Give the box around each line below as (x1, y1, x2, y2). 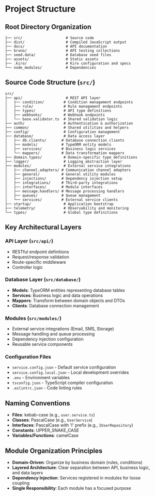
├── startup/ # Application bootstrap (5, 201, 114, 207)
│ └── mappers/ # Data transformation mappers (5, 150, 124, 156)
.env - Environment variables (12, 375, 70, 381)
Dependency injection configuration (12, 336, 84, 342)
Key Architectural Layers (5, 223, 81, 231)
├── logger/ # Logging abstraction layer (5, 159, 123, 164)
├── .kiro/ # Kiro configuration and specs (5, 61, 131, 66)
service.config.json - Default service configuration (12, 365, 116, 370)
